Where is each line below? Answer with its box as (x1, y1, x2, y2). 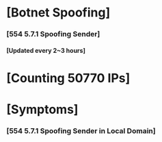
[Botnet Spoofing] (6, 5, 111, 21)
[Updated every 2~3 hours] (6, 46, 86, 54)
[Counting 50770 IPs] (6, 70, 131, 86)
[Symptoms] (6, 102, 79, 117)
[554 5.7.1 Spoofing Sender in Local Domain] (6, 126, 156, 135)
